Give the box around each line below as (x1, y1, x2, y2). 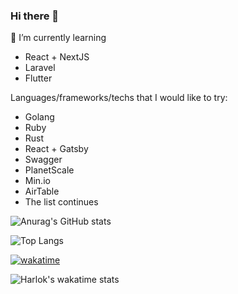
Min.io (24, 175, 51, 187)
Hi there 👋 (10, 9, 60, 23)
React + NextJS (24, 51, 90, 63)
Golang (24, 111, 55, 123)
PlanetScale (24, 164, 75, 176)
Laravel (24, 62, 56, 74)
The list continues (24, 196, 99, 208)
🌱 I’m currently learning (10, 32, 107, 44)
